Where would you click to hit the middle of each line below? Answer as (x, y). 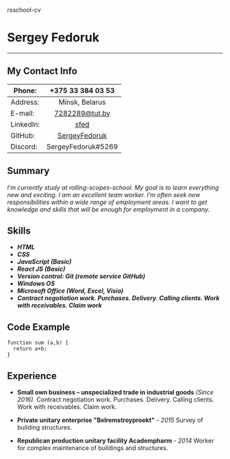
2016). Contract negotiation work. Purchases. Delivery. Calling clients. (115, 399)
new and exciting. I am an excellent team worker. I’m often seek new (104, 195)
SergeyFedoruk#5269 (82, 147)
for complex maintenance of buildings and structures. (93, 448)
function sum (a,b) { (38, 343)
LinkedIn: (25, 124)
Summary (28, 171)
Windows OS (36, 284)
